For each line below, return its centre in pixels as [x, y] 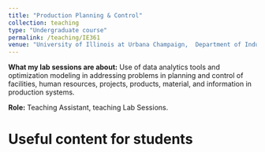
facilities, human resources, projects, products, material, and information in [130, 84]
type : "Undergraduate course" [58, 30]
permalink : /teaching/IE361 [54, 37]
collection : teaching [44, 23]
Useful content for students [101, 139]
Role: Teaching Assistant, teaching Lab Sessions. [88, 108]
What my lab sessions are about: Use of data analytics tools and [114, 67]
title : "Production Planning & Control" [76, 15]
